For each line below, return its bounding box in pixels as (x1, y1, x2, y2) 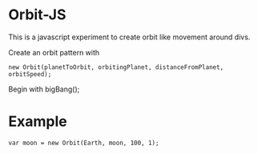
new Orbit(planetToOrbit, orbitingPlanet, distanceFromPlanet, (8, 63, 224, 71)
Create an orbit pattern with (8, 47, 100, 57)
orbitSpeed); (8, 70, 52, 78)
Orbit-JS (8, 6, 67, 24)
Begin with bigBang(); (8, 84, 80, 94)
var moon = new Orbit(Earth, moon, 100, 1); (8, 139, 159, 147)
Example (8, 112, 67, 131)
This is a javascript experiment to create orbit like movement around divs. (8, 32, 251, 42)
